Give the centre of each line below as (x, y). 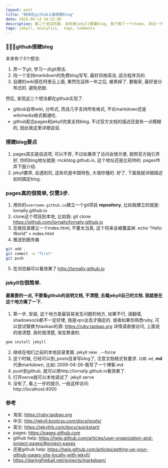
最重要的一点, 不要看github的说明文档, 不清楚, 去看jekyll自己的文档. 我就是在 (84, 296)
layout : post (19, 10)
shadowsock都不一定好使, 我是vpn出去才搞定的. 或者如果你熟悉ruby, (83, 320)
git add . (16, 249)
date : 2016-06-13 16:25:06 (34, 19)
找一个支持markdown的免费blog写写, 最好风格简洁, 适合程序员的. (80, 75)
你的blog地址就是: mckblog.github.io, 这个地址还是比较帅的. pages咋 (90, 160)
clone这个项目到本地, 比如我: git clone (52, 217)
